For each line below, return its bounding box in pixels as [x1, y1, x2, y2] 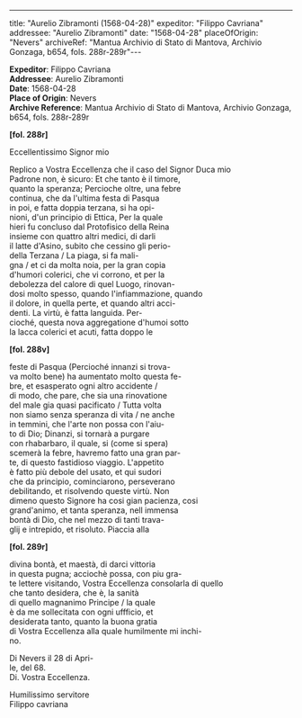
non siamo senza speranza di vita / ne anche [9, 409, 175, 419]
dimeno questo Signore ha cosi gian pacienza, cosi [9, 496, 199, 506]
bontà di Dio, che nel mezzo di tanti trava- [9, 515, 164, 525]
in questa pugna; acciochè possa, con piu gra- [9, 569, 182, 579]
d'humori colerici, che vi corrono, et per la [9, 269, 165, 280]
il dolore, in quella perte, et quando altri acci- [9, 298, 176, 309]
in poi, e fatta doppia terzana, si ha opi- [9, 202, 155, 212]
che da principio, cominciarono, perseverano [9, 476, 175, 487]
